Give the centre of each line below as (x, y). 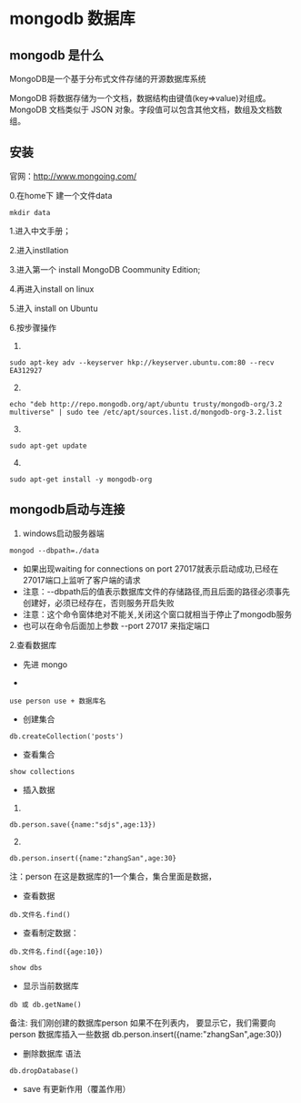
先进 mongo (45, 664)
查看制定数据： (50, 933)
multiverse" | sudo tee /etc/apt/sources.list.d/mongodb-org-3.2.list (146, 412)
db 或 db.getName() (45, 1005)
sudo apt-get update (49, 446)
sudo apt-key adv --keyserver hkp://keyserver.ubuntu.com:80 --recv (142, 362)
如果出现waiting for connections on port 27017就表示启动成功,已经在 (150, 568)
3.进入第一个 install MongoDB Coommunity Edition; (105, 269)
